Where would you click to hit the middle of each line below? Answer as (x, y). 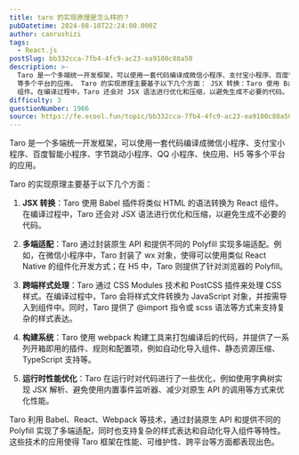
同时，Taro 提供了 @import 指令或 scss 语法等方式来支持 (173, 307)
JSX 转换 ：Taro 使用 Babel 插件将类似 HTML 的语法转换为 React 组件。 (153, 203)
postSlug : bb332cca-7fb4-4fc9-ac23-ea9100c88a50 (101, 59)
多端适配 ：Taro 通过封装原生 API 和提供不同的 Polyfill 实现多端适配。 (148, 244)
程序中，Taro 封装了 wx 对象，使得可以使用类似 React (168, 255)
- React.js (37, 51)
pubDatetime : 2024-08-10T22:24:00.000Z (83, 26)
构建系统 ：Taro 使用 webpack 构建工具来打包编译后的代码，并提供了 (148, 338)
